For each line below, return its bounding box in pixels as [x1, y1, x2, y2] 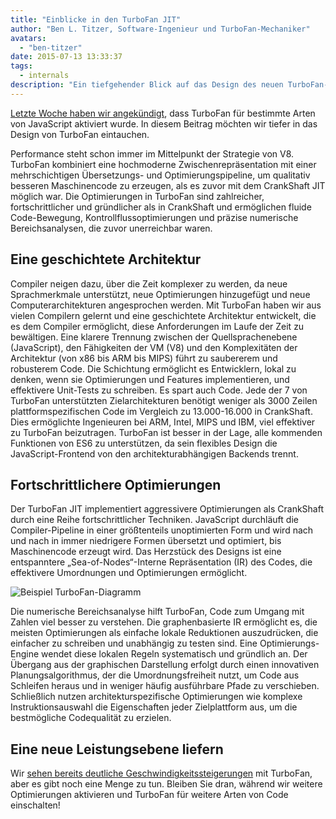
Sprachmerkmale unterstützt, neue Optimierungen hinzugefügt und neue [10, 288, 311, 300]
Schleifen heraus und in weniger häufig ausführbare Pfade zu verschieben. [10, 680, 320, 692]
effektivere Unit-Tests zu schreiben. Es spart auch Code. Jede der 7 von [10, 384, 308, 396]
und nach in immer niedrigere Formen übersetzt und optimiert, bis [10, 535, 282, 547]
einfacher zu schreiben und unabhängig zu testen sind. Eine [10, 637, 258, 650]
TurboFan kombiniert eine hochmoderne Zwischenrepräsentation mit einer [10, 158, 317, 170]
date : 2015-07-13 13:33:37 [10, 52, 123, 62]
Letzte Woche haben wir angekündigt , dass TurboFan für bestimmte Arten [10, 107, 316, 119]
